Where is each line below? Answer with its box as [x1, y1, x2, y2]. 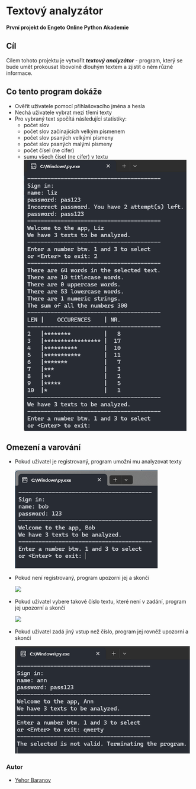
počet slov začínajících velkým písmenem [23, 128, 126, 135]
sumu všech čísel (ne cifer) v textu [23, 153, 108, 160]
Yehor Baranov [14, 777, 52, 784]
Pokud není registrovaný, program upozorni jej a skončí [14, 575, 150, 582]
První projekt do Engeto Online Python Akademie [6, 24, 129, 31]
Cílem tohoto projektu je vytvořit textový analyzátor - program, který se [6, 56, 183, 64]
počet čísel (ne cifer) [23, 147, 75, 154]
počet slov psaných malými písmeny [23, 140, 113, 147]
